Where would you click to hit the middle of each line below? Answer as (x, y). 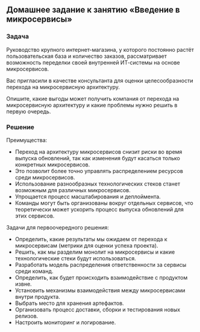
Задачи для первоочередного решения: (58, 227)
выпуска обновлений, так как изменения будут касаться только (98, 158)
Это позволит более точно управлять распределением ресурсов (99, 171)
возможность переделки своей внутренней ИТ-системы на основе (93, 62)
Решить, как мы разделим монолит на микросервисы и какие (95, 252)
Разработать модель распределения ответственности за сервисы (101, 265)
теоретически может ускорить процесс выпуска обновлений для (99, 209)
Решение (20, 127)
